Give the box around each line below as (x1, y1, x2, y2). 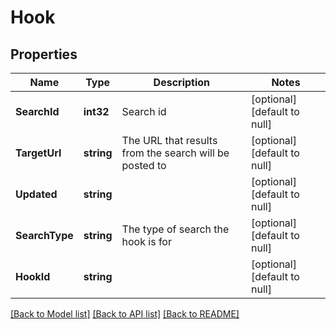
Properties (10, 46, 78, 63)
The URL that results (121, 134, 218, 147)
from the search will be (121, 146, 230, 160)
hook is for (121, 235, 172, 248)
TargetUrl (15, 146, 62, 160)
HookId (15, 270, 51, 283)
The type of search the (121, 222, 230, 236)
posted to (121, 159, 167, 172)
